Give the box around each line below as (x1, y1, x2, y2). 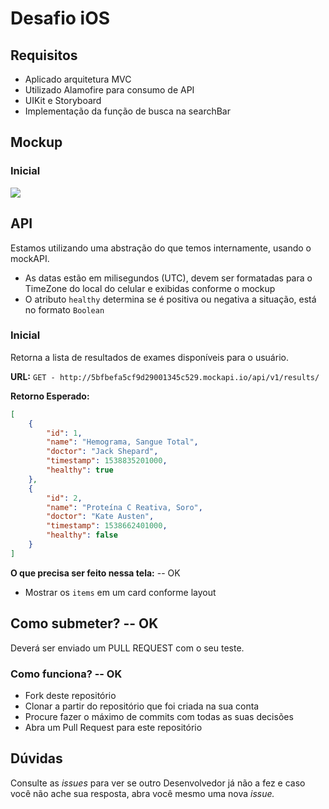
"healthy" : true (46, 465, 114, 476)
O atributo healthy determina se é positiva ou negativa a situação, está (24, 293, 317, 305)
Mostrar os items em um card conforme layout (24, 586, 217, 598)
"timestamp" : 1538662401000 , (46, 521, 168, 531)
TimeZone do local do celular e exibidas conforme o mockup (24, 282, 276, 294)
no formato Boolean (24, 303, 105, 316)
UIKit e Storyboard (24, 95, 102, 106)
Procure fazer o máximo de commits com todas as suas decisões (24, 710, 294, 722)
